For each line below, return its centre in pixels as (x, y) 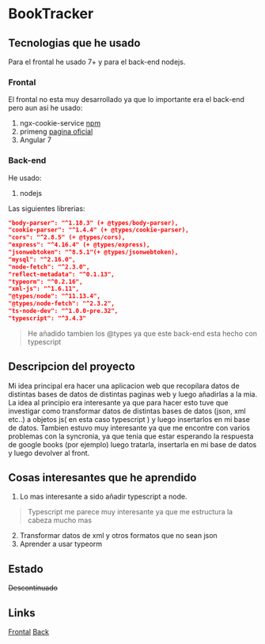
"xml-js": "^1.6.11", (44, 289)
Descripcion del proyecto (72, 367)
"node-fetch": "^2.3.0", (49, 267)
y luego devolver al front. (49, 453)
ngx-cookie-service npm (60, 123)
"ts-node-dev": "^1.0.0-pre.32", (63, 311)
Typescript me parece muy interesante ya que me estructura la (130, 512)
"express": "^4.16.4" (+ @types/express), (79, 245)
